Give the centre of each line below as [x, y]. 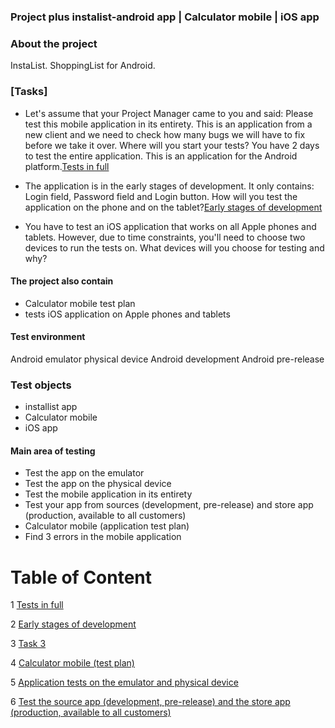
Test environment [48, 337]
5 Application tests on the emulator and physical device [124, 682]
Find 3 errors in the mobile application [103, 537]
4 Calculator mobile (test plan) [72, 663]
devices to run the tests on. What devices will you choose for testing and [174, 247]
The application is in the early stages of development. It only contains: [169, 186]
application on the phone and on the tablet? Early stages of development [173, 207]
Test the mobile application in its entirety [108, 494]
